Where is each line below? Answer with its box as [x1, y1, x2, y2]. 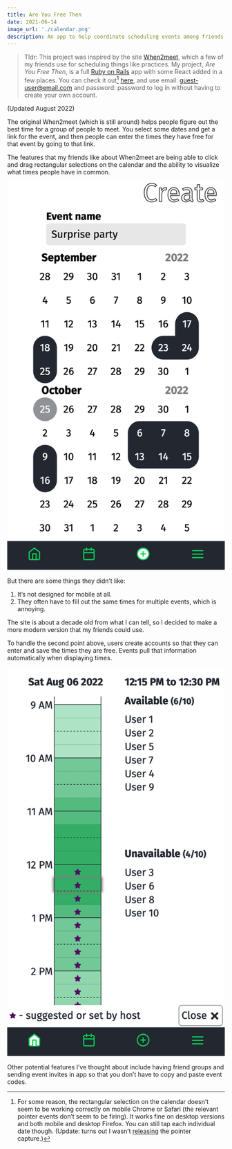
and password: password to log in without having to [73, 83, 221, 91]
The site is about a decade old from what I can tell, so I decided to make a [7, 618, 217, 626]
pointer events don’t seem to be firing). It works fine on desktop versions [17, 1112, 225, 1121]
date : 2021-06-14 [7, 18, 57, 26]
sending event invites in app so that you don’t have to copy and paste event [7, 1070, 222, 1078]
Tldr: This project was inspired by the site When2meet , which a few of [23, 53, 224, 62]
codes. [7, 1078, 27, 1086]
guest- [179, 76, 199, 84]
